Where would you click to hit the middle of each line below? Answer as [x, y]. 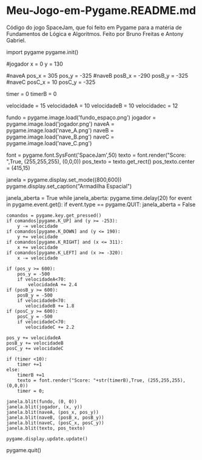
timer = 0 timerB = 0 [32, 94]
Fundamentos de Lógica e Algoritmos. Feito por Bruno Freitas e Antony [95, 33]
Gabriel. [16, 40]
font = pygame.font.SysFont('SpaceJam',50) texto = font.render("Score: [96, 155]
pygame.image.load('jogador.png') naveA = [61, 124]
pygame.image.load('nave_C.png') [49, 143]
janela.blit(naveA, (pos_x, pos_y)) [52, 412]
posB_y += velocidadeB [35, 343]
